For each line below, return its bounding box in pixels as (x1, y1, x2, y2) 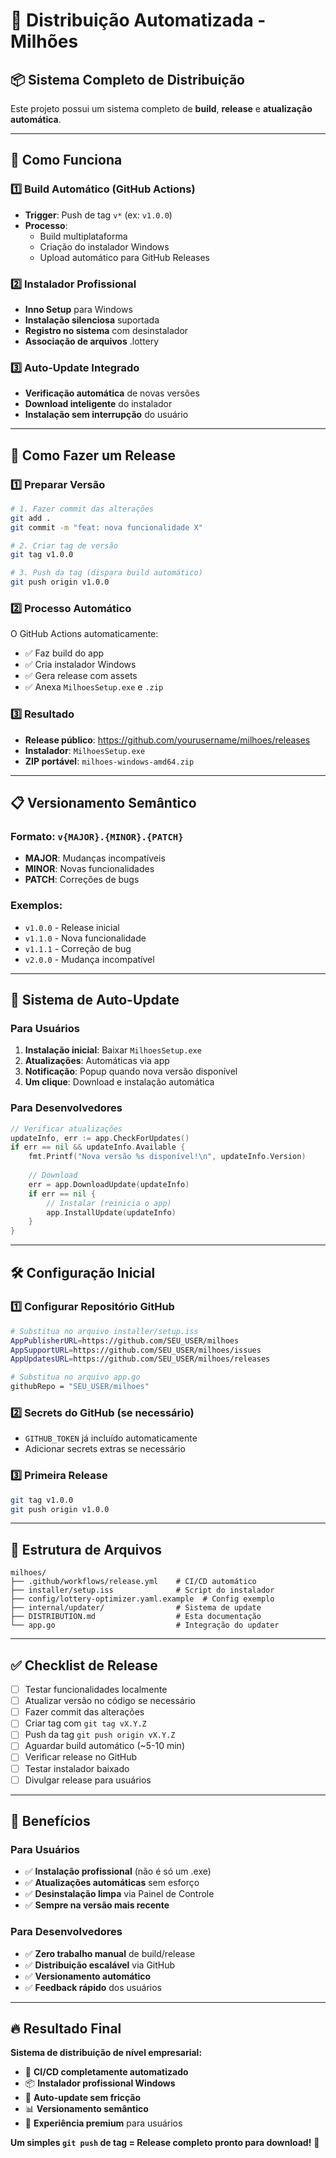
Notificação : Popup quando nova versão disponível (24, 1065, 238, 1078)
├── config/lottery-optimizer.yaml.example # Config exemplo (10, 1594, 275, 1604)
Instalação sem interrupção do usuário (24, 409, 189, 421)
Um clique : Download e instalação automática (24, 1076, 215, 1088)
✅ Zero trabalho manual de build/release (24, 1947, 196, 1959)
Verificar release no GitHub (24, 1751, 137, 1763)
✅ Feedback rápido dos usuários (24, 1981, 162, 1993)
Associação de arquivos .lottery (24, 335, 160, 347)
